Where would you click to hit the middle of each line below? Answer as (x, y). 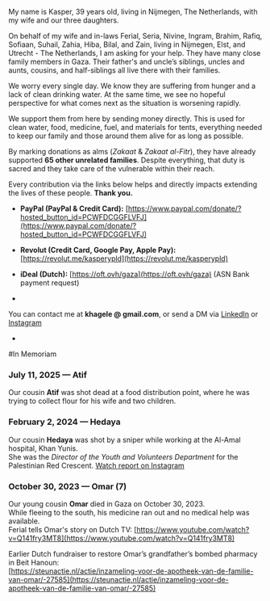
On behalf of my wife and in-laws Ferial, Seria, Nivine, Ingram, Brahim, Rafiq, (135, 36)
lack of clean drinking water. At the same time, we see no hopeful (117, 95)
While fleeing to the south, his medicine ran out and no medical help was (129, 512)
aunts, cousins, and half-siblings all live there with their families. (114, 70)
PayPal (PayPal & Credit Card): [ (74, 208)
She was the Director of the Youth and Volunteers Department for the (123, 456)
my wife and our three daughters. (64, 20)
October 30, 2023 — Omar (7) (68, 486)
